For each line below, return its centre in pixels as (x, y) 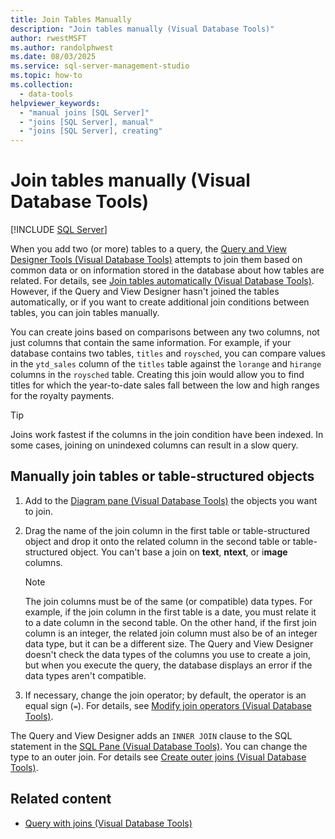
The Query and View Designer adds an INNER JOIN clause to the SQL (151, 735)
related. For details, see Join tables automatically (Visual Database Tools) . (162, 281)
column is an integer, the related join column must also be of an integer (171, 633)
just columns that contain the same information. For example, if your (151, 343)
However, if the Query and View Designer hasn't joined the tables (145, 292)
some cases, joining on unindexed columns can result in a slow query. (154, 445)
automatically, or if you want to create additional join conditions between (160, 302)
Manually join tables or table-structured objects (162, 476)
